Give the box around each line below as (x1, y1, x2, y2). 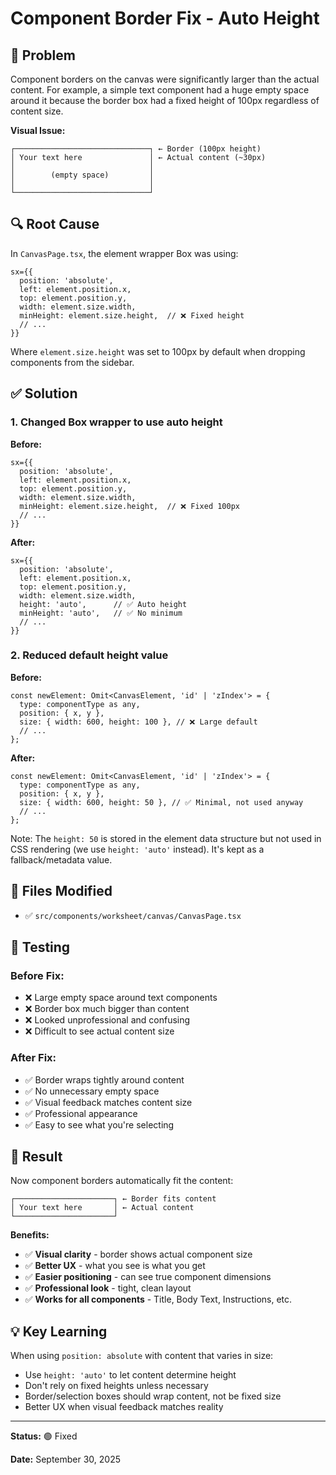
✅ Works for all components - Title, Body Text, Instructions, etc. (24, 1293, 293, 1306)
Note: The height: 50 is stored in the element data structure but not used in (10, 832, 322, 844)
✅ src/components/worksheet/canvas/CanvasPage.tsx (24, 909, 242, 921)
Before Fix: (10, 968, 65, 982)
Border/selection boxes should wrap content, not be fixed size (24, 1390, 282, 1402)
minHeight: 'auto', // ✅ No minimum (19, 608, 183, 618)
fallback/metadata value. (10, 853, 113, 866)
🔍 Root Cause (10, 216, 100, 233)
